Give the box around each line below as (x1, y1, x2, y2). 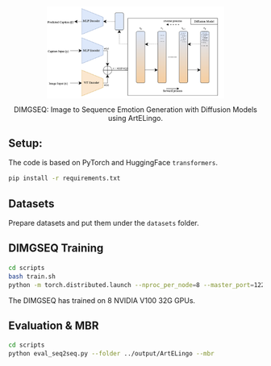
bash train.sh (8, 272, 56, 281)
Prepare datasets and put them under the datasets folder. (8, 218, 199, 228)
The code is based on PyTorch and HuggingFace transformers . (8, 158, 218, 168)
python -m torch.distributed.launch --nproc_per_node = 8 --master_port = (8, 281, 254, 289)
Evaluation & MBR (8, 318, 99, 332)
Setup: (8, 136, 43, 150)
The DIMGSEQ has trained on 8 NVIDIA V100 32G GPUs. (8, 295, 196, 305)
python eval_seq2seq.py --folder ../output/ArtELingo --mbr (8, 350, 215, 358)
